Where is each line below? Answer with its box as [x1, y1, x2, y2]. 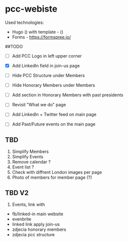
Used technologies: [5, 19, 44, 25]
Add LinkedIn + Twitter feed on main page [12, 112, 97, 117]
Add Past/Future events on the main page [12, 121, 96, 127]
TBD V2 [5, 188, 29, 197]
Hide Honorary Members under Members [12, 82, 95, 88]
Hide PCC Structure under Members [12, 73, 85, 78]
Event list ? [12, 164, 34, 170]
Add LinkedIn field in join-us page [12, 63, 80, 69]
